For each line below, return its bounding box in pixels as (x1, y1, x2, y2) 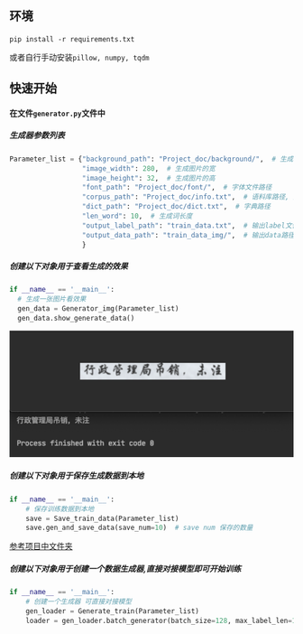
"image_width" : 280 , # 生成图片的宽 (81, 163, 216, 173)
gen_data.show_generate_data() (17, 314, 135, 323)
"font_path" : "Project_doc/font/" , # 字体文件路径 (81, 183, 272, 192)
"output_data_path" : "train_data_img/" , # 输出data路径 (81, 230, 295, 239)
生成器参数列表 (9, 130, 65, 141)
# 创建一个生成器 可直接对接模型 (25, 597, 133, 607)
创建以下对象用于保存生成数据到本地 (9, 471, 144, 481)
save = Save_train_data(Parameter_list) (25, 514, 179, 523)
